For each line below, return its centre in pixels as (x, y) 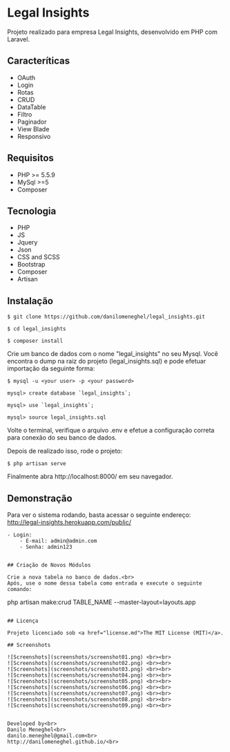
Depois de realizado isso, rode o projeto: (65, 451)
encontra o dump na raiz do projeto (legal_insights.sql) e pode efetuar (106, 361)
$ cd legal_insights (37, 329)
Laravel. (18, 39)
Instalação (30, 301)
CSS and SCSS (38, 257)
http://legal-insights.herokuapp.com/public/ (69, 522)
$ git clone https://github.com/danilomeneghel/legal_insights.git (106, 317)
